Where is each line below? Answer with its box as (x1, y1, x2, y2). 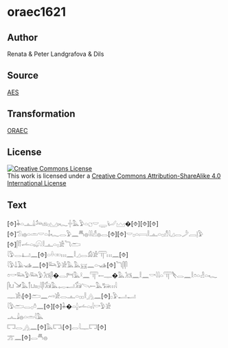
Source (7, 70, 39, 81)
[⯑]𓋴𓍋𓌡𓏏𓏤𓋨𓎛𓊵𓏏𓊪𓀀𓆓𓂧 (7, 240, 81, 249)
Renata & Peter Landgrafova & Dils (7, 50, 104, 58)
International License (7, 179, 67, 187)
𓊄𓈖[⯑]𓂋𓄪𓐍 (7, 334, 48, 342)
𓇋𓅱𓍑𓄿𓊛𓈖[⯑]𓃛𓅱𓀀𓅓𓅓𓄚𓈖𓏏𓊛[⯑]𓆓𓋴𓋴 (7, 261, 128, 269)
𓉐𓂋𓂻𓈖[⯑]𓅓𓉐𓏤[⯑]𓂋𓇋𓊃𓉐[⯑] (7, 323, 106, 331)
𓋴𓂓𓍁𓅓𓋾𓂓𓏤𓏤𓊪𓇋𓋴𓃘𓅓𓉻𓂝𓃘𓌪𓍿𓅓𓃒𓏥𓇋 (7, 282, 117, 290)
